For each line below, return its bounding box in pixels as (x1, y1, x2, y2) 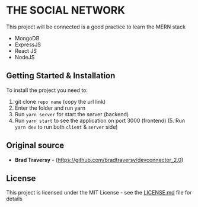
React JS (14, 47, 37, 54)
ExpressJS (14, 41, 41, 48)
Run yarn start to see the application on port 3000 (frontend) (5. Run (14, 117, 186, 124)
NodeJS (14, 53, 35, 60)
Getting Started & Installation (6, 71, 116, 81)
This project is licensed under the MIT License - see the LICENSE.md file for (6, 189, 192, 196)
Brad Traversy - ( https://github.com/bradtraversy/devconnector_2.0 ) (14, 156, 184, 163)
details (6, 195, 23, 202)
